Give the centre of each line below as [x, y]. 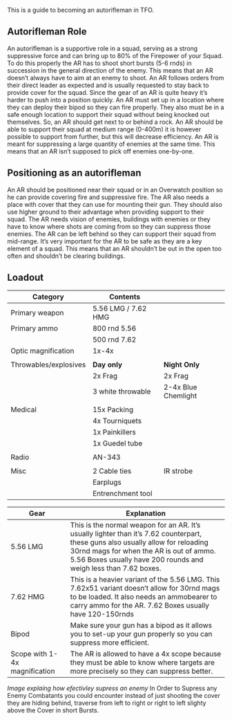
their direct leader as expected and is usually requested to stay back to [108, 85]
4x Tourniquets [117, 421]
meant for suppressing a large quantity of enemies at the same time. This [111, 144]
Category [48, 297]
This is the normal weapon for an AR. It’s [135, 525]
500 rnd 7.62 [114, 340]
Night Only [182, 364]
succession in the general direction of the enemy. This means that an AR [110, 70]
